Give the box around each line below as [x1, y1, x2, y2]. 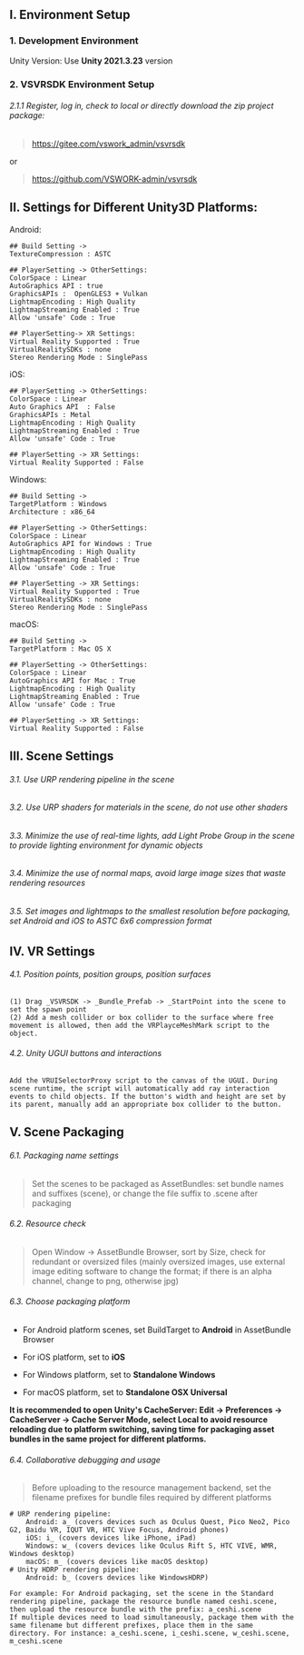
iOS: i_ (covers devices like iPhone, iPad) [25, 1533, 197, 1543]
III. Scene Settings [9, 749, 114, 764]
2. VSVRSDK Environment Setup [9, 77, 155, 90]
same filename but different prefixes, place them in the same [9, 1621, 254, 1630]
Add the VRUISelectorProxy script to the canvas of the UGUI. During [9, 1076, 279, 1085]
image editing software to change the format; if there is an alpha [31, 1265, 272, 1276]
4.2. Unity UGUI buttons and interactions [9, 1048, 162, 1059]
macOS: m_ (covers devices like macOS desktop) [25, 1558, 209, 1567]
